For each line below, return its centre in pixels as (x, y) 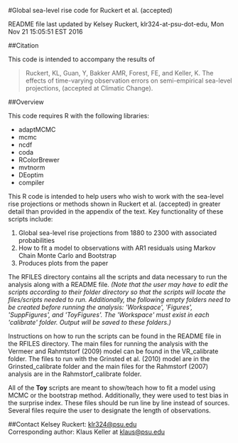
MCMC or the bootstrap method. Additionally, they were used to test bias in (119, 395)
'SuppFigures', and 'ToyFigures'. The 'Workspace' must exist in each (109, 315)
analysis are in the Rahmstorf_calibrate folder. (75, 374)
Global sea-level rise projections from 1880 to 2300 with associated (118, 233)
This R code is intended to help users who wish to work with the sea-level (116, 196)
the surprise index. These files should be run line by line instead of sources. (119, 403)
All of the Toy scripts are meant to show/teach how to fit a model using (112, 388)
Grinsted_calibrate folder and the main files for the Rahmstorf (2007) (108, 366)
